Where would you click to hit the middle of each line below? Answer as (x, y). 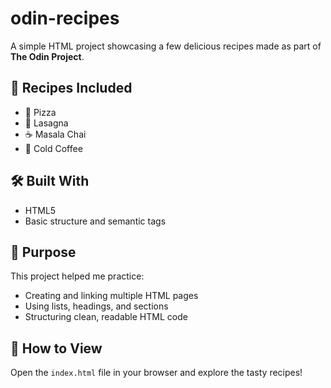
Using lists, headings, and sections (96, 306)
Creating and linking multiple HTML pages (111, 296)
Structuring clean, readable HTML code (106, 317)
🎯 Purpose (43, 252)
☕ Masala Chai (55, 134)
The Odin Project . (47, 56)
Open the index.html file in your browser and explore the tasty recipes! (156, 373)
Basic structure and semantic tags (95, 221)
